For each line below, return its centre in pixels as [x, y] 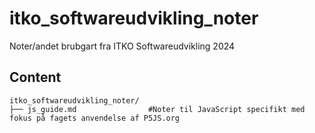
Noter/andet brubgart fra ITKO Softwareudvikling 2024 [122, 46]
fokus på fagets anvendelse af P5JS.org [95, 118]
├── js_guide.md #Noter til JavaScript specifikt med [157, 109]
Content [35, 77]
